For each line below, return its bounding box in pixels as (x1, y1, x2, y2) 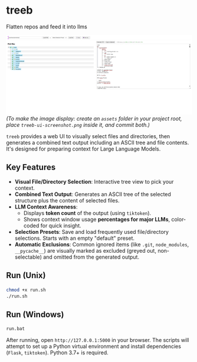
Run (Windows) (6, 309, 64, 319)
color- (170, 216, 186, 223)
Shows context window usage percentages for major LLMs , (23, 216, 170, 223)
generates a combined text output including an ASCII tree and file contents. (6, 139, 189, 146)
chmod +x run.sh (6, 287, 46, 293)
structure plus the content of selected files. (14, 197, 120, 204)
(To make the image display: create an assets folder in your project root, (6, 115, 182, 122)
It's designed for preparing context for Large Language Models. (6, 145, 161, 152)
